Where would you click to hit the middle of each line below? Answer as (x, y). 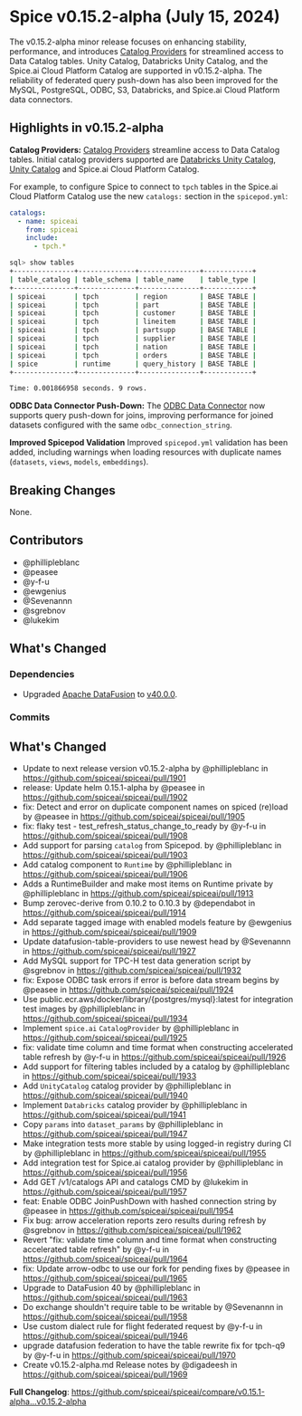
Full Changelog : (39, 1392)
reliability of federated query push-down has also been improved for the (144, 80)
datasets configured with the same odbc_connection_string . (121, 425)
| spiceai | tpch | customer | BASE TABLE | (133, 313)
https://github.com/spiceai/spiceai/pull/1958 (105, 1317)
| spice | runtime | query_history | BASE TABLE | (133, 364)
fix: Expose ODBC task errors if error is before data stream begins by (151, 981)
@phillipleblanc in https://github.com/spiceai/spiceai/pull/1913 (138, 894)
